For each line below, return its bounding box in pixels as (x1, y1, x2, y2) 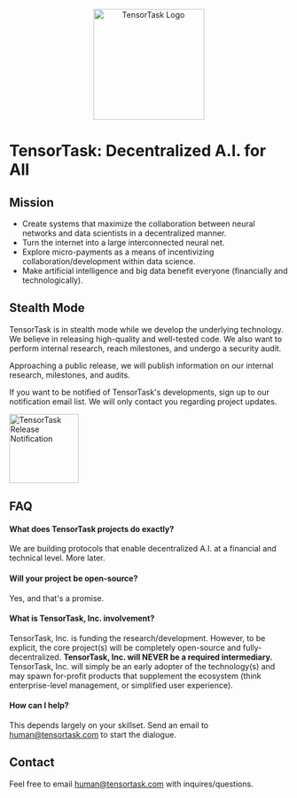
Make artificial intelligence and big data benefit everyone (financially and (21, 266, 288, 276)
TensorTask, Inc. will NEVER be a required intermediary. (63, 652, 273, 662)
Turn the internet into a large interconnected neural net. (21, 238, 225, 247)
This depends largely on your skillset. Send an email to (9, 720, 209, 731)
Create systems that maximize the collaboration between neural (21, 218, 255, 229)
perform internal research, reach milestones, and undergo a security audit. (9, 342, 282, 354)
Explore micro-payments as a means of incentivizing (21, 246, 215, 257)
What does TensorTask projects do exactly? (9, 523, 175, 534)
